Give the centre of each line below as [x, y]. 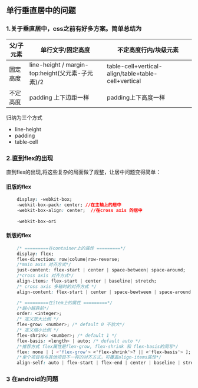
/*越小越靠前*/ [33, 308]
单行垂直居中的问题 [41, 11]
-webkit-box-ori [37, 221]
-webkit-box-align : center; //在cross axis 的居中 [80, 210]
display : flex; [35, 254]
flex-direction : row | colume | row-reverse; [68, 259]
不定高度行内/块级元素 [148, 50]
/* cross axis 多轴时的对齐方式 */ [57, 286]
